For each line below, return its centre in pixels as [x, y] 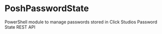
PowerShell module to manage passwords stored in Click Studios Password [81, 22]
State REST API [20, 27]
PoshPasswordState [47, 8]
